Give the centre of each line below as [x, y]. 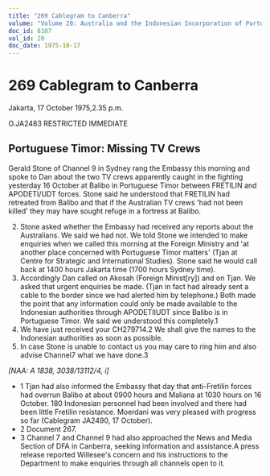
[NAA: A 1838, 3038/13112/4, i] [59, 370]
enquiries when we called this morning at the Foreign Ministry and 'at [134, 243]
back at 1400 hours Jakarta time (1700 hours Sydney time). [118, 269]
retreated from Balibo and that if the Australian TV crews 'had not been [126, 202]
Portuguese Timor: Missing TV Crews [104, 149]
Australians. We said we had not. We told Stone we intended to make [134, 235]
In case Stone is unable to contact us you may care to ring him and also [138, 346]
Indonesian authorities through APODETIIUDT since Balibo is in [124, 312]
